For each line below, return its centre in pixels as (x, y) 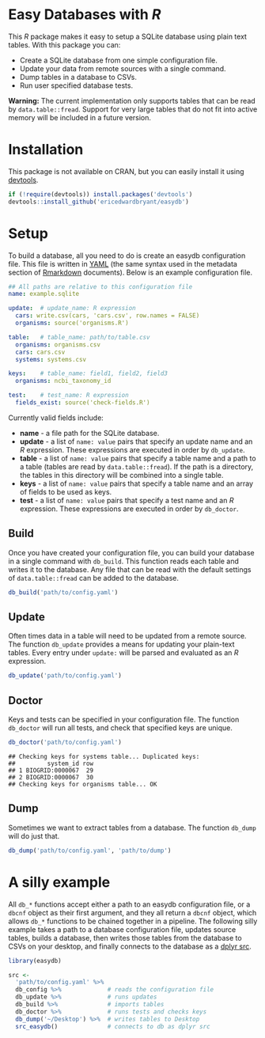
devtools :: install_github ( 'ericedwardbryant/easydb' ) (99, 202)
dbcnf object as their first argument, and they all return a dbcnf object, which (132, 912)
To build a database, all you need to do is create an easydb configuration (127, 256)
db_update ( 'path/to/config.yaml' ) (65, 676)
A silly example (59, 882)
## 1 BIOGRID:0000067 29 (51, 771)
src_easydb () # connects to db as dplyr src (113, 1026)
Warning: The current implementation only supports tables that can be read (132, 100)
